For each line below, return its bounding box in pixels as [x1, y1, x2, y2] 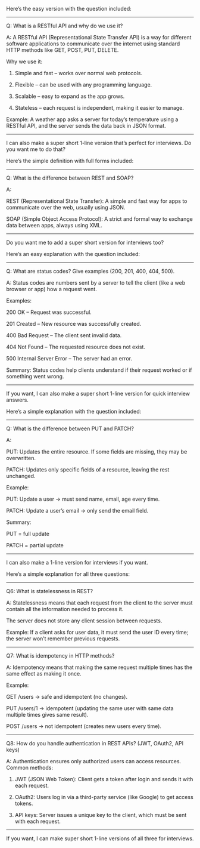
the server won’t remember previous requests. [6, 635, 120, 642]
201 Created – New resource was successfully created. [6, 320, 142, 327]
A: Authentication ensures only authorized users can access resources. [6, 758, 182, 764]
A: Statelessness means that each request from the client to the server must [6, 599, 193, 606]
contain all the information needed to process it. [6, 606, 124, 612]
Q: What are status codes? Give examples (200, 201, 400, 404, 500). [6, 268, 175, 275]
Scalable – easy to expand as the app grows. [14, 92, 125, 100]
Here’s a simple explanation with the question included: [6, 408, 142, 415]
